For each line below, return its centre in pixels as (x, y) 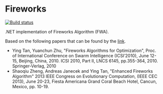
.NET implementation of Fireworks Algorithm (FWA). (57, 31)
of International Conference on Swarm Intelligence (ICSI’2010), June (81, 55)
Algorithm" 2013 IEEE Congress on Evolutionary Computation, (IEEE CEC (85, 76)
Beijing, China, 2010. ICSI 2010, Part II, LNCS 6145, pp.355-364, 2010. (88, 61)
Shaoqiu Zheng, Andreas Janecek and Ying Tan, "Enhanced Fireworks (82, 71)
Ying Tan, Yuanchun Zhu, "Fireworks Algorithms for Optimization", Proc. (84, 50)
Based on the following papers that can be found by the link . (65, 41)
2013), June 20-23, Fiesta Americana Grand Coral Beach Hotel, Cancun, (84, 81)
